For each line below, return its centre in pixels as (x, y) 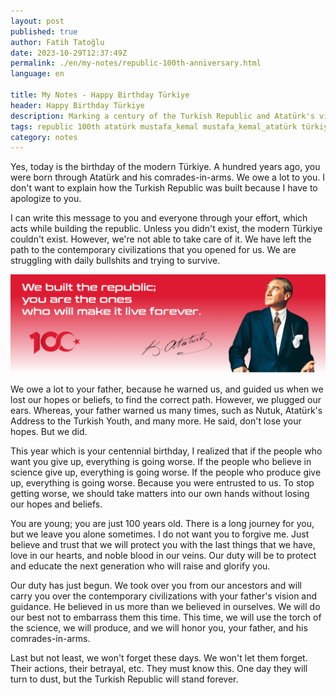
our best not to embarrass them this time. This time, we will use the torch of (166, 617)
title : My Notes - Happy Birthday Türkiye (100, 95)
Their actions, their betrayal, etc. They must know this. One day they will (159, 668)
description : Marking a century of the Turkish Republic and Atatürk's (162, 116)
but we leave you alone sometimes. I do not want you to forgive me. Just (160, 534)
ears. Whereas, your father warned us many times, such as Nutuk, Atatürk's (166, 410)
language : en (37, 74)
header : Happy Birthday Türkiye (77, 105)
